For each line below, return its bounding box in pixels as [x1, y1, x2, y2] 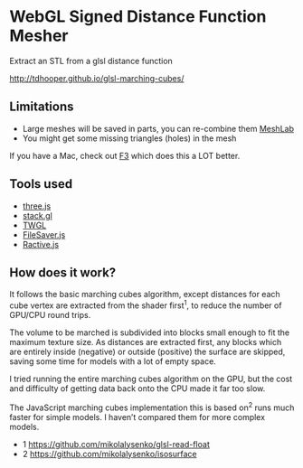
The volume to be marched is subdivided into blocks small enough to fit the [9, 327, 290, 338]
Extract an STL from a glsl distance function [9, 55, 174, 66]
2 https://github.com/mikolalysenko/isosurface [22, 448, 197, 459]
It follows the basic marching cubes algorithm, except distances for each [9, 289, 280, 300]
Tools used [9, 176, 73, 192]
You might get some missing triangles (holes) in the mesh [22, 133, 237, 144]
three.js [22, 201, 52, 211]
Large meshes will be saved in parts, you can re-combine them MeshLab [22, 123, 294, 134]
